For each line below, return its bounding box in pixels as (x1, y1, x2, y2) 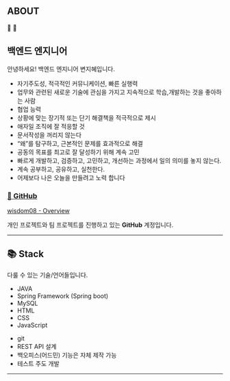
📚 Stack (7, 248, 44, 260)
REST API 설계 (16, 342, 57, 350)
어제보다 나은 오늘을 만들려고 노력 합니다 (16, 173, 125, 182)
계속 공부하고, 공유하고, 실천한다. (16, 164, 105, 173)
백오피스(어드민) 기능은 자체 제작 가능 (16, 351, 117, 359)
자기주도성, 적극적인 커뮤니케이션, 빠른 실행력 (16, 79, 138, 88)
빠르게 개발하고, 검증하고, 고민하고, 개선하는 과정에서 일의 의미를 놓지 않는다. (16, 156, 222, 164)
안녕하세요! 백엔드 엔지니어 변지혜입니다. (7, 64, 115, 73)
